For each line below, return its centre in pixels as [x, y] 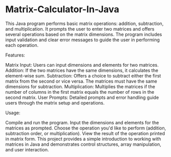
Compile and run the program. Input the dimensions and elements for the [82, 122]
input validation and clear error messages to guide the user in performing [83, 40]
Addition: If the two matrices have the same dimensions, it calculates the [82, 70]
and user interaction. [27, 149]
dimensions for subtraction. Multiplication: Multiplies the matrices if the [80, 86]
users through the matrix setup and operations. [55, 102]
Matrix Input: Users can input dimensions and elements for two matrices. [82, 65]
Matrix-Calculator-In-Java [62, 9]
